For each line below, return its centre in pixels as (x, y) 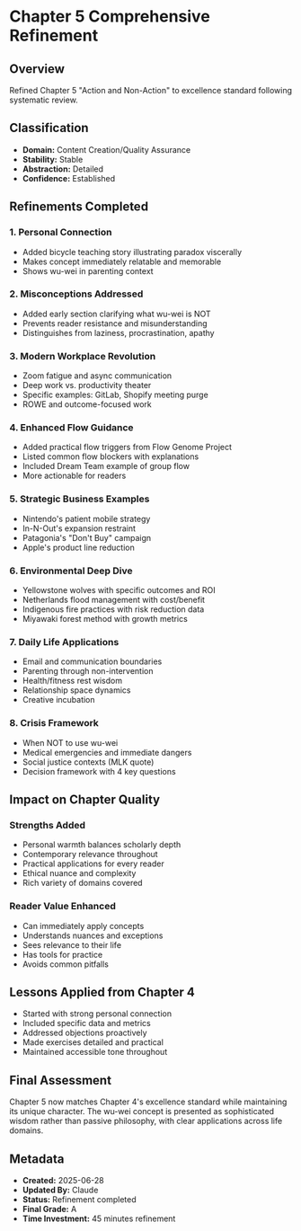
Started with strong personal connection (97, 1014)
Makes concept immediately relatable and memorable (122, 261)
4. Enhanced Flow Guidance (71, 428)
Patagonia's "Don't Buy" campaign (86, 537)
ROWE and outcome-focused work (87, 404)
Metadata (37, 1159)
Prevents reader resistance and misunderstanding (115, 323)
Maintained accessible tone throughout (95, 1052)
